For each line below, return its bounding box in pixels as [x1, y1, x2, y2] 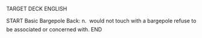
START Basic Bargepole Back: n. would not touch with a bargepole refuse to [6, 17, 197, 24]
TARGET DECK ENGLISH [6, 5, 68, 12]
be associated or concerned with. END [6, 26, 103, 33]
